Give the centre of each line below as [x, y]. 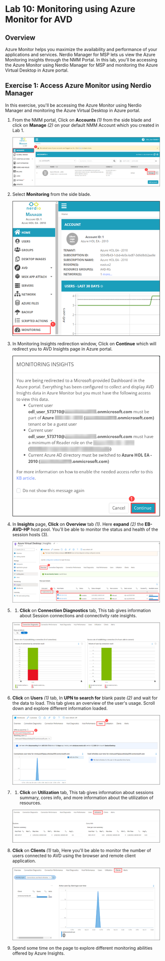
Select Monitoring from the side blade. [52, 194]
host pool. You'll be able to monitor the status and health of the [94, 529]
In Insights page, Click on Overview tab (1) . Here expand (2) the [78, 524]
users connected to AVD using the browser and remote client [74, 855]
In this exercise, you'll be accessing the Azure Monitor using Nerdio [73, 105]
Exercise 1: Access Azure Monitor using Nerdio [78, 86]
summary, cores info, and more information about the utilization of [86, 798]
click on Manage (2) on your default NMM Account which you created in [86, 125]
